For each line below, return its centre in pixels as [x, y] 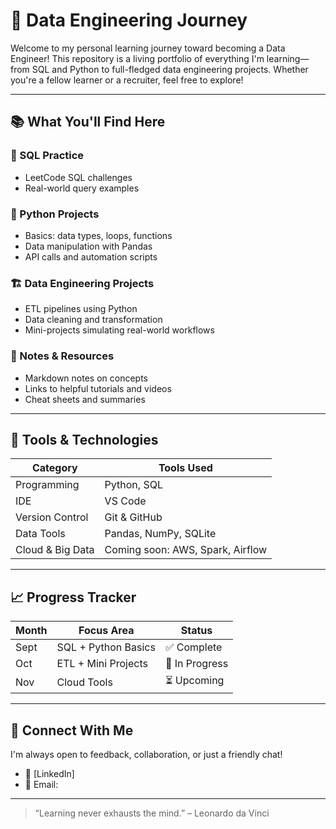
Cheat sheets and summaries [85, 399]
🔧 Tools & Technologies [84, 439]
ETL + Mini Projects [102, 664]
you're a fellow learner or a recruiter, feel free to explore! [127, 80]
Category [54, 468]
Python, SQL [133, 485]
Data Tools [40, 534]
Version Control [52, 517]
